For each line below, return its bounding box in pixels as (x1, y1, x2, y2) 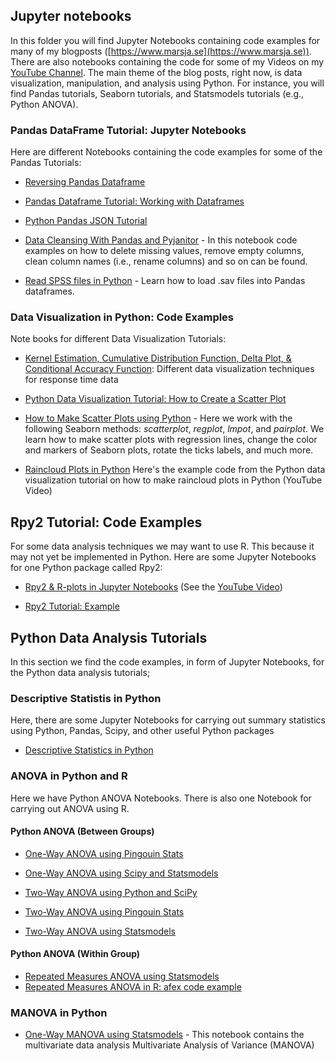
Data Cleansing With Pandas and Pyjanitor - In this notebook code (24, 234, 298, 246)
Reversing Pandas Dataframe (24, 176, 146, 188)
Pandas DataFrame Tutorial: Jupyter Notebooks (10, 123, 247, 137)
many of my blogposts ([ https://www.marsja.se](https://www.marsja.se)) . (10, 45, 312, 57)
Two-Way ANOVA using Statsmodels (24, 925, 176, 937)
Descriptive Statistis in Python (10, 691, 162, 705)
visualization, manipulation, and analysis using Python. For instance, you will (10, 77, 325, 89)
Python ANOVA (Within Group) (10, 948, 141, 960)
